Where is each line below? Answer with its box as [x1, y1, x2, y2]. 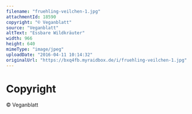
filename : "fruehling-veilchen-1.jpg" [6, 8, 101, 15]
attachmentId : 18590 [6, 14, 57, 20]
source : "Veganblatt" [6, 24, 59, 31]
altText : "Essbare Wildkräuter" [6, 30, 85, 36]
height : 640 [6, 41, 35, 47]
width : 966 [6, 35, 33, 41]
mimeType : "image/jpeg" [6, 47, 64, 52]
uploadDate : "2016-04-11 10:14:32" [6, 52, 93, 58]
